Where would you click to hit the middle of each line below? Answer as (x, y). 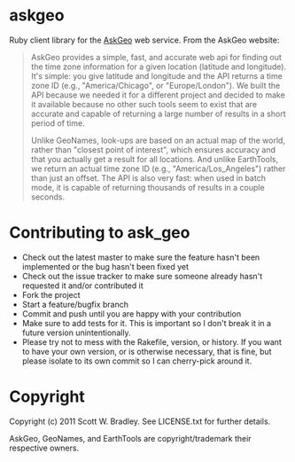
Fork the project (51, 294)
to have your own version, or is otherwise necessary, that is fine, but (147, 351)
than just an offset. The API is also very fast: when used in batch (148, 177)
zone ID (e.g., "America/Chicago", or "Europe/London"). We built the (155, 85)
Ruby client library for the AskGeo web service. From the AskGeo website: (144, 40)
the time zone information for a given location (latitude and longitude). (158, 67)
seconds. (48, 197)
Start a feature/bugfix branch (75, 304)
